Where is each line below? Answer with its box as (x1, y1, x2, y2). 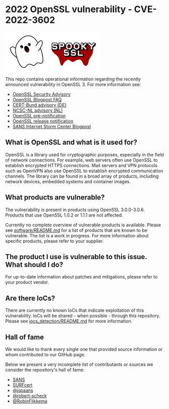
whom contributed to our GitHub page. (5, 352, 86, 358)
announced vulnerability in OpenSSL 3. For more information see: (5, 81, 141, 88)
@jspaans (12, 387, 34, 393)
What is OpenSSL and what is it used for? (5, 138, 138, 147)
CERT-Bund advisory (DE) (12, 102, 67, 108)
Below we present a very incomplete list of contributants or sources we (5, 361, 153, 367)
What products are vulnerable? (5, 193, 105, 202)
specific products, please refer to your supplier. (5, 238, 104, 244)
